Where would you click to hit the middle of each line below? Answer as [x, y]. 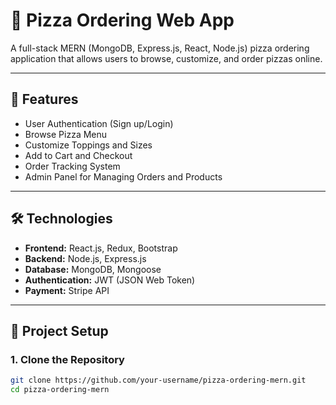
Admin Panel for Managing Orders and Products [123, 176]
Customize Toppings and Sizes [88, 145]
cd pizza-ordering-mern [60, 390]
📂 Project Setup [59, 330]
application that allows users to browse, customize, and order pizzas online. [166, 58]
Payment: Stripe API [67, 290]
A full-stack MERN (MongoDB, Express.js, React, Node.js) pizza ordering [160, 48]
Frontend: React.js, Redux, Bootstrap [101, 248]
